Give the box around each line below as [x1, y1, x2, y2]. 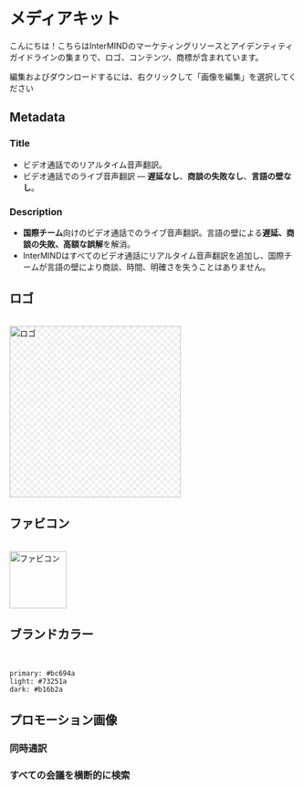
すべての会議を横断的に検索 [9, 769, 131, 782]
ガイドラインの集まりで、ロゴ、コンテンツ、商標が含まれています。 [9, 51, 264, 62]
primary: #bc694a [9, 669, 76, 678]
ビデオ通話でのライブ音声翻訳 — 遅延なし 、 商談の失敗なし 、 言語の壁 [22, 170, 284, 181]
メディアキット [9, 8, 121, 29]
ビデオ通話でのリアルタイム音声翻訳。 [22, 159, 167, 170]
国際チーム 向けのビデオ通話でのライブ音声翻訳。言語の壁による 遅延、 [22, 227, 287, 238]
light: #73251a [9, 677, 68, 687]
